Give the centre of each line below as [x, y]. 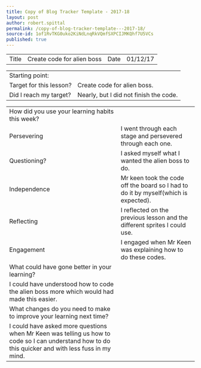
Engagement [27, 250]
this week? [24, 119]
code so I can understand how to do [60, 341]
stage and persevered [151, 136]
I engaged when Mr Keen [156, 242]
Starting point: [29, 75]
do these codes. [143, 257]
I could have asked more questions [58, 326]
